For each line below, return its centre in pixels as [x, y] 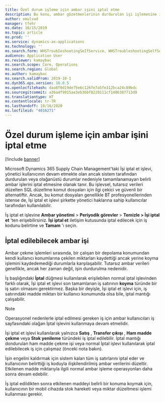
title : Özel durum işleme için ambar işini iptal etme [62, 10]
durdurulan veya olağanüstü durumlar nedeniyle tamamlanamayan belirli [78, 179]
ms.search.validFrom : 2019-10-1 [38, 78]
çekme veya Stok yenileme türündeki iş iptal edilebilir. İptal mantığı [73, 338]
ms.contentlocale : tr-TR [30, 102]
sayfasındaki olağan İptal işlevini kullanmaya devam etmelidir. [67, 323]
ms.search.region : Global [31, 70]
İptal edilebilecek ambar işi [47, 241]
